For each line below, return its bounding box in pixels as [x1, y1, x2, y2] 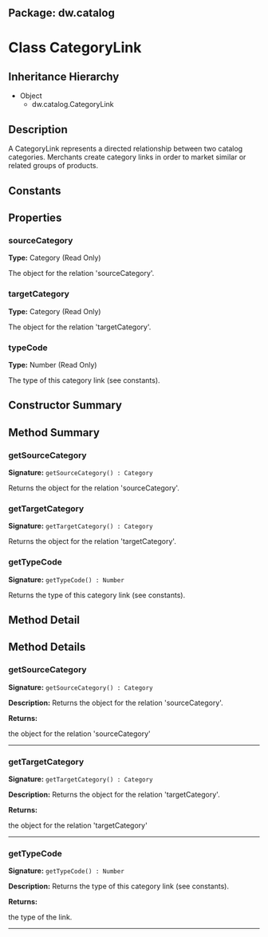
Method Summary [8, 426, 100, 439]
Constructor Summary [8, 399, 122, 412]
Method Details [8, 640, 86, 654]
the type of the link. [8, 912, 73, 922]
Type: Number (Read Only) [8, 360, 97, 369]
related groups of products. [8, 161, 98, 171]
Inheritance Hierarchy [8, 69, 120, 83]
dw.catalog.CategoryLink [31, 100, 114, 109]
